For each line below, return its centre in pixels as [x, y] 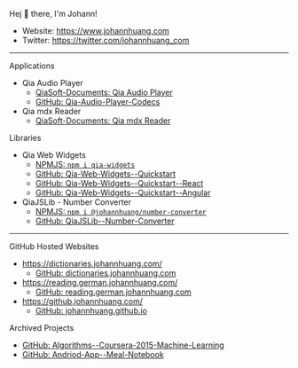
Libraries [25, 138]
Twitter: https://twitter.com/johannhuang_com [106, 40]
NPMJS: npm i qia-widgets [85, 164]
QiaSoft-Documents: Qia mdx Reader [103, 121]
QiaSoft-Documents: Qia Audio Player [104, 92]
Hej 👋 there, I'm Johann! [53, 14]
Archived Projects [42, 328]
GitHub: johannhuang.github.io [91, 311]
